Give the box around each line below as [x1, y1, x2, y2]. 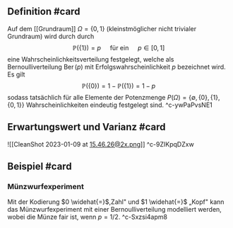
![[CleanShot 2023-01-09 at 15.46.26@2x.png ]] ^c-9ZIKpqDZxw [7, 139, 194, 148]
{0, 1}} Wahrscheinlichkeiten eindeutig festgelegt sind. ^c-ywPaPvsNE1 [7, 101, 213, 109]
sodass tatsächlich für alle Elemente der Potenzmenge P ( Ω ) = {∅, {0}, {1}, [7, 93, 220, 101]
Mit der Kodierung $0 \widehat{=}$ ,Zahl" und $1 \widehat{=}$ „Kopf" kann [7, 198, 225, 206]
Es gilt [7, 70, 25, 79]
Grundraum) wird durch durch [7, 32, 95, 40]
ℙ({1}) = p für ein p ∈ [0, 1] [72, 43, 165, 52]
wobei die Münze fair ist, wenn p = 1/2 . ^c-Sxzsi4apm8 [7, 212, 168, 222]
